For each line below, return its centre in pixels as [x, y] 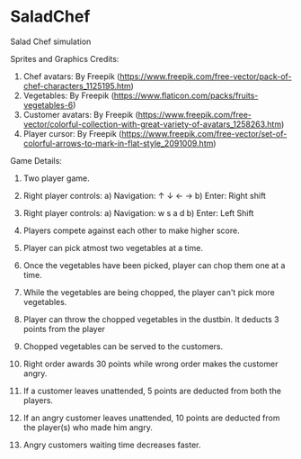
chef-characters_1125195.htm [77, 85]
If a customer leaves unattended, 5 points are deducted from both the [152, 391]
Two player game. [56, 178]
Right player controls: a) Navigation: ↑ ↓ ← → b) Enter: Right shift [144, 195]
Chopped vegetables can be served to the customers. [123, 346]
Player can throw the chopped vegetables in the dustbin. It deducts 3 [151, 319]
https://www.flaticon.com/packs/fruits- [186, 95]
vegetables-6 [48, 104]
